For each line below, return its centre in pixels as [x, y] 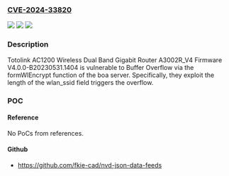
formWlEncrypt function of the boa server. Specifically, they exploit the [111, 75]
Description [28, 45]
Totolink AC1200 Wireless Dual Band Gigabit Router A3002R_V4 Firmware [115, 60]
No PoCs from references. [45, 133]
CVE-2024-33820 [40, 10]
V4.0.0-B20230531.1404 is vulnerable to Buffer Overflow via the [101, 67]
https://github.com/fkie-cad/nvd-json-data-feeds [90, 165]
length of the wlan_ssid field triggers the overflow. [80, 82]
